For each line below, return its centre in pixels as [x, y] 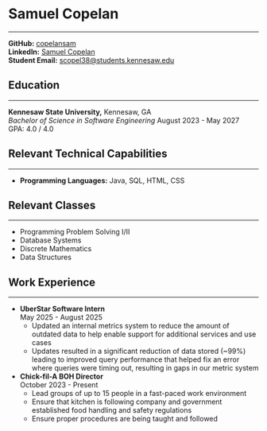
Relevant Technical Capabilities [88, 154]
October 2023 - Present [59, 385]
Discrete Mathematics [56, 249]
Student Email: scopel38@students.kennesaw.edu [91, 60]
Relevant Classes [52, 205]
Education [34, 85]
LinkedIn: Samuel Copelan [52, 52]
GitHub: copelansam [43, 43]
